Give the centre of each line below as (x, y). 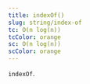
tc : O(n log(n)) (34, 30)
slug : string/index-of (45, 23)
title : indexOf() (36, 15)
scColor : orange (34, 51)
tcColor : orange (34, 37)
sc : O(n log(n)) (34, 44)
